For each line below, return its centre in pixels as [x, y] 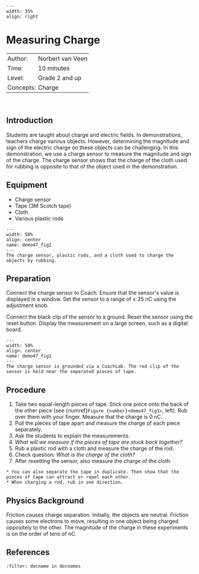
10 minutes [54, 68]
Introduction [30, 120]
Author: [18, 58]
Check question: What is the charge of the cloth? [75, 455]
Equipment [27, 185]
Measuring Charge [53, 40]
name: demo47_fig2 [29, 245]
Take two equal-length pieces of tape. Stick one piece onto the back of [102, 404]
